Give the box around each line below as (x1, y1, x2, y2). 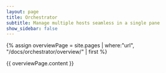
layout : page (6, 8, 39, 15)
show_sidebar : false (6, 25, 58, 32)
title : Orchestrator (6, 14, 58, 20)
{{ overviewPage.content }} (6, 60, 74, 67)
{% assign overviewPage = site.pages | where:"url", (6, 42, 135, 49)
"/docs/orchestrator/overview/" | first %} (6, 48, 108, 56)
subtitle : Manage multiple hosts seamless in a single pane (6, 20, 161, 26)
